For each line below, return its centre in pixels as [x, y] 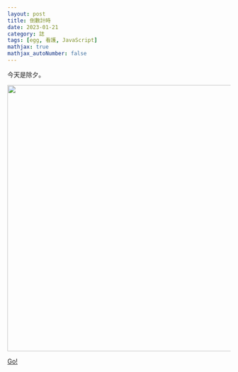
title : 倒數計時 [29, 21]
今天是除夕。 [26, 75]
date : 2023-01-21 [33, 27]
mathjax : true [28, 47]
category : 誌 [26, 34]
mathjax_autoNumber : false [47, 54]
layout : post [27, 14]
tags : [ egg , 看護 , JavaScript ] [52, 40]
